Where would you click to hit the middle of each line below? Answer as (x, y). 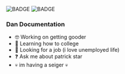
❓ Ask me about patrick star (49, 56)
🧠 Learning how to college (47, 43)
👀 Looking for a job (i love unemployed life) (67, 50)
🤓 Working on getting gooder (50, 37)
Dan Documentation (36, 24)
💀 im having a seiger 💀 (41, 65)
